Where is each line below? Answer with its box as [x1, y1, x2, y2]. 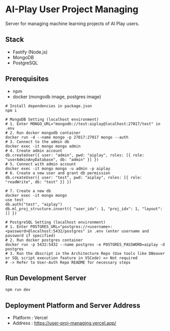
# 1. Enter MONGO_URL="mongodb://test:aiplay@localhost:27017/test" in [5, 121, 160, 126]
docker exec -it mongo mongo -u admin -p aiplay [5, 166, 110, 171]
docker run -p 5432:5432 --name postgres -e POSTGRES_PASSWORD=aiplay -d [5, 242, 165, 247]
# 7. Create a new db [5, 188, 51, 194]
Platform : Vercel [12, 315, 48, 321]
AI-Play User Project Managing [5, 4, 138, 15]
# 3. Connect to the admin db [5, 139, 70, 144]
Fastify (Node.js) [12, 49, 48, 55]
